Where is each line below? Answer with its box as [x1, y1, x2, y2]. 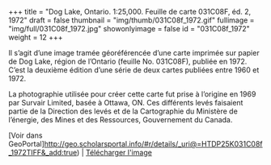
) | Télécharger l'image [76, 148, 152, 157]
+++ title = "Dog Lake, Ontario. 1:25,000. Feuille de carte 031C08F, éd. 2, [8, 7, 252, 16]
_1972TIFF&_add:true [8, 148, 78, 157]
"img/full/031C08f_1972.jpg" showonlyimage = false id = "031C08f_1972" [8, 24, 251, 33]
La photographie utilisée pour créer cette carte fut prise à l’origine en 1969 [8, 89, 256, 99]
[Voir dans [8, 130, 43, 140]
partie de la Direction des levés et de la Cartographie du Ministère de [8, 106, 239, 116]
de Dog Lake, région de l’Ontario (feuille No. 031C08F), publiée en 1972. [8, 56, 248, 66]
